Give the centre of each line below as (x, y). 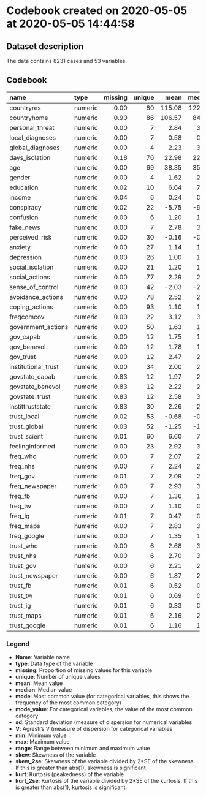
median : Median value (44, 690)
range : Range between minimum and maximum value (82, 749)
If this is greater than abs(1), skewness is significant (80, 768)
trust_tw (21, 595)
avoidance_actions (36, 297)
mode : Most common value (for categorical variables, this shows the (102, 697)
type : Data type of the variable (54, 664)
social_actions (30, 277)
